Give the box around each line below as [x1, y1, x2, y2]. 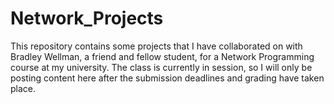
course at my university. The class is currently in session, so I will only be [10, 61, 313, 73]
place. [10, 82, 37, 94]
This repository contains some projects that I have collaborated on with [10, 40, 303, 52]
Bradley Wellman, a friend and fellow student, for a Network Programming [10, 50, 315, 62]
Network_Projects [10, 7, 164, 30]
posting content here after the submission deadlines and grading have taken [10, 72, 325, 84]
